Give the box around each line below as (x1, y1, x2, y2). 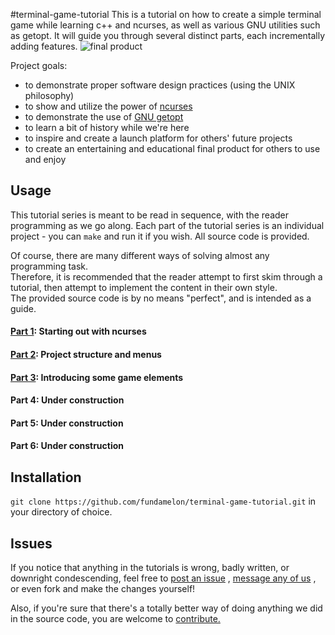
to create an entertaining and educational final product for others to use (24, 143, 321, 154)
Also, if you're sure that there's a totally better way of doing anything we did (10, 602, 323, 614)
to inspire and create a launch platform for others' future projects (24, 132, 293, 144)
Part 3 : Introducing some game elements (10, 371, 184, 383)
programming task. (10, 260, 89, 272)
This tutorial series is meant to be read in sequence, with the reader (10, 209, 290, 221)
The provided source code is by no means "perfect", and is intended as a (10, 292, 312, 304)
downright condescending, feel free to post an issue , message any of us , (10, 572, 317, 584)
